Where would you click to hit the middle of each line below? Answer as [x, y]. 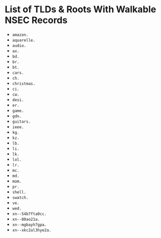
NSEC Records [36, 20]
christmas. [24, 84]
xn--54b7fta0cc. [29, 214]
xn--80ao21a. [26, 219]
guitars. [21, 122]
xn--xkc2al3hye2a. [32, 230]
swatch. [20, 198]
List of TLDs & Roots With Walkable [81, 9]
